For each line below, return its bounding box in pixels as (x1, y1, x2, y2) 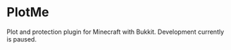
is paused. (6, 35, 37, 43)
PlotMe (6, 4, 49, 20)
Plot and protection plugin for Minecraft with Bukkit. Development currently (6, 27, 225, 36)
